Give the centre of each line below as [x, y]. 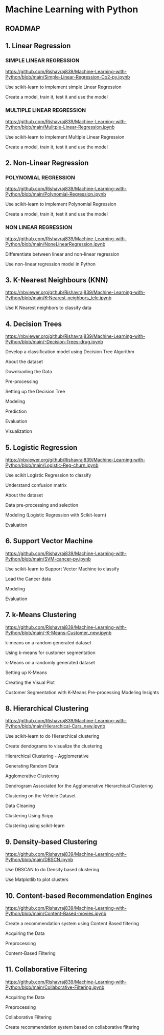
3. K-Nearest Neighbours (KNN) [57, 280]
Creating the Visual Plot [30, 682]
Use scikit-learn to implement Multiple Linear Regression [65, 137]
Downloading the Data [29, 372]
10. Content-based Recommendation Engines [79, 896]
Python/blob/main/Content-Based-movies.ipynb [56, 914]
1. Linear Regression [38, 45]
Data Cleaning [20, 806]
